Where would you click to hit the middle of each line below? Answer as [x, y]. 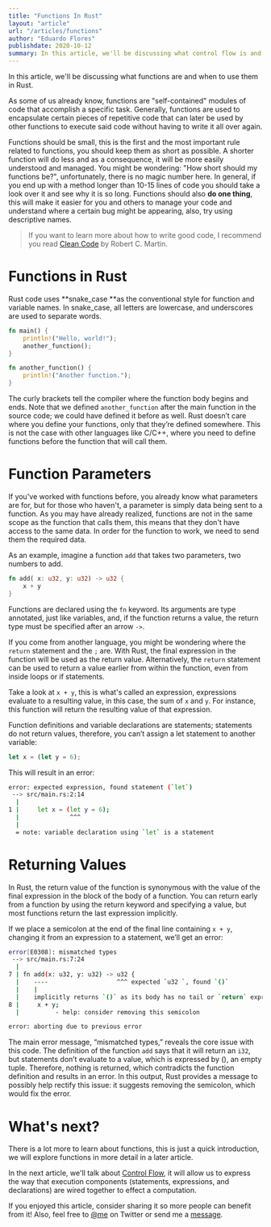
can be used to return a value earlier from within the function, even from [128, 667]
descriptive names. [40, 220]
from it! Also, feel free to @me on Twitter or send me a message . [116, 1215]
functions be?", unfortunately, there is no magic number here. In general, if [132, 176]
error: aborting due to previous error [75, 1027]
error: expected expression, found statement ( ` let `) [101, 787]
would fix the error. [40, 1094]
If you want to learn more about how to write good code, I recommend [145, 235]
